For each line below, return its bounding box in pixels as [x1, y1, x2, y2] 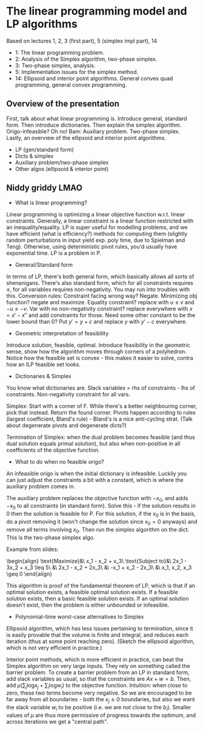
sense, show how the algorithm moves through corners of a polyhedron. [6, 347, 187, 355]
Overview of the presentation [6, 99, 120, 109]
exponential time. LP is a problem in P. [6, 249, 102, 256]
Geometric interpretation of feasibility [15, 329, 109, 337]
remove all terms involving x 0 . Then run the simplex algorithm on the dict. [6, 526, 190, 535]
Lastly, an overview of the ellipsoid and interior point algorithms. [6, 134, 167, 141]
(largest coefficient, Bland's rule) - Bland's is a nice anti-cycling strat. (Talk [6, 415, 193, 422]
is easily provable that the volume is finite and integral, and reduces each [6, 631, 189, 638]
